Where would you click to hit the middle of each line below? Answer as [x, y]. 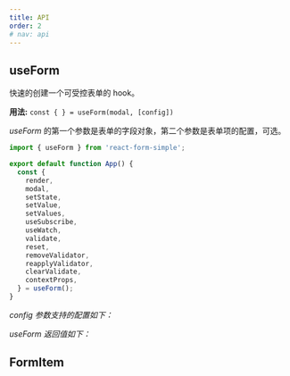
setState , [44, 197]
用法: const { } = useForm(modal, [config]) [91, 112]
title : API [29, 17]
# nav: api [29, 34]
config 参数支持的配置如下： [61, 314]
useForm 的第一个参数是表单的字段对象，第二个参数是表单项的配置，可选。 [148, 131]
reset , [37, 246]
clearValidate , [54, 272]
